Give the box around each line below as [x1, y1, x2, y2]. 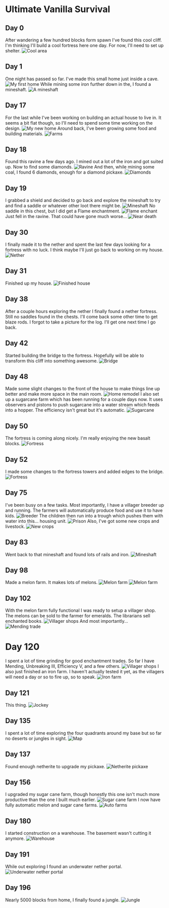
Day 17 [5, 101, 26, 110]
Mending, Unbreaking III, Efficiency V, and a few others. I [5, 663, 159, 669]
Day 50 [5, 421, 28, 430]
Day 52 [5, 455, 28, 464]
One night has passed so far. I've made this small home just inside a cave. [5, 76, 159, 82]
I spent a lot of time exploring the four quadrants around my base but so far [5, 730, 162, 736]
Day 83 [5, 538, 28, 547]
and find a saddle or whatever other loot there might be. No [5, 203, 155, 209]
